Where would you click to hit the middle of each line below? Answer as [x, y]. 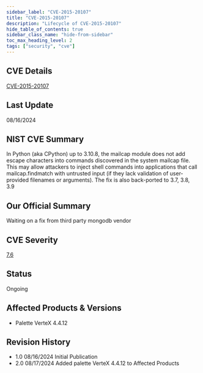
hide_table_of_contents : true [45, 29]
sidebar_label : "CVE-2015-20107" [49, 12]
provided [18, 180]
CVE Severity [32, 240]
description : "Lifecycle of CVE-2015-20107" [64, 23]
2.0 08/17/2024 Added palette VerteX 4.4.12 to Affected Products [97, 363]
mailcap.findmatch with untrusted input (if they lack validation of [87, 174]
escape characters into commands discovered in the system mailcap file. [98, 161]
